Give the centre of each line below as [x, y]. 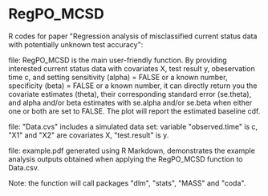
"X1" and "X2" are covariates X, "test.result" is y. [89, 135]
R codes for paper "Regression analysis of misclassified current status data [133, 36]
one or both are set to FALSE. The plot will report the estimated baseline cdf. [134, 111]
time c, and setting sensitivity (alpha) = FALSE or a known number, [118, 77]
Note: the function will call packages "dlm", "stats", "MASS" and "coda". [127, 183]
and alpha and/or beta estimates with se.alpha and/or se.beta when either [130, 102]
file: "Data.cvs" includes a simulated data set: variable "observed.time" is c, [133, 126]
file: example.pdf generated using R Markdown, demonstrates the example [132, 150]
